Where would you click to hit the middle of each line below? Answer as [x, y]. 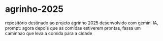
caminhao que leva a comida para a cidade [49, 33]
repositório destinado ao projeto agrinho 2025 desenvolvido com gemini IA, [82, 23]
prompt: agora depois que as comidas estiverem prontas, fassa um [73, 28]
